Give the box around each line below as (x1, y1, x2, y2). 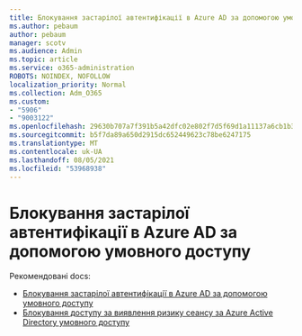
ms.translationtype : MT (9, 139, 99, 148)
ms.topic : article (9, 55, 78, 64)
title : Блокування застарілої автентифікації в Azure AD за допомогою (9, 13, 280, 23)
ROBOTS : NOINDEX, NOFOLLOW (9, 72, 111, 81)
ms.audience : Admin (9, 47, 83, 56)
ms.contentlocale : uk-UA (9, 147, 102, 156)
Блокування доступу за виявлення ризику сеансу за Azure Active (22, 307, 274, 318)
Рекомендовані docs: (9, 271, 92, 282)
